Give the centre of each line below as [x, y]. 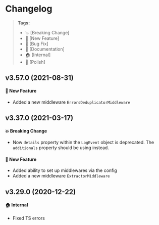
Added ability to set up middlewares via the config [65, 170]
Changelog [29, 9]
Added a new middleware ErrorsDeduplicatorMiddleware [71, 102]
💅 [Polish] [35, 62]
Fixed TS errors [29, 218]
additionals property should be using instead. [61, 148]
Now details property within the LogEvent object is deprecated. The [83, 143]
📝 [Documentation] [45, 49]
